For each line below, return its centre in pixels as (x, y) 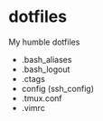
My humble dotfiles (44, 42)
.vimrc (33, 107)
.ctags (33, 78)
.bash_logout (46, 69)
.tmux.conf (42, 98)
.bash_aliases (47, 59)
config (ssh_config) (58, 88)
